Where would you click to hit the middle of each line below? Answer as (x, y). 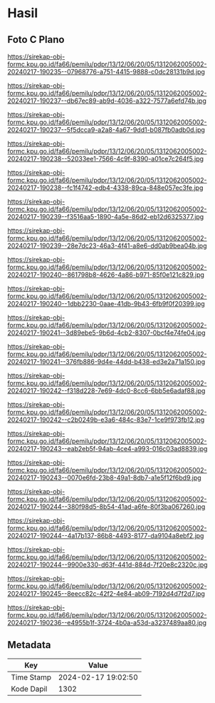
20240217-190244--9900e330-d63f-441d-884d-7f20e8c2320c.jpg (107, 565)
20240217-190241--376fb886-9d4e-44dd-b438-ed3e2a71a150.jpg (106, 361)
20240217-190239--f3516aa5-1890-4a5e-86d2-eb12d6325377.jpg (106, 217)
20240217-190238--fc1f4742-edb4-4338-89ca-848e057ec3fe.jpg (105, 188)
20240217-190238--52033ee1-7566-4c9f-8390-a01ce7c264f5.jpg (106, 159)
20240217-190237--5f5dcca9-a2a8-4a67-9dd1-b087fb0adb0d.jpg (106, 130)
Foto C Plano (36, 40)
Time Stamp (31, 677)
